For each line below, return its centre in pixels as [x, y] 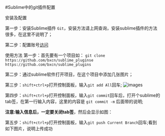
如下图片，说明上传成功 [29, 129]
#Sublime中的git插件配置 [30, 7]
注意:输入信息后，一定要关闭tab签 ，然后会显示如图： [59, 112]
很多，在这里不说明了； [29, 34]
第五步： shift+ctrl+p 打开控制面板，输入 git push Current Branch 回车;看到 [81, 122]
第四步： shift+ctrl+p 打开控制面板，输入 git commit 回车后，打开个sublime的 [82, 95]
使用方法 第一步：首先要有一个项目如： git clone [55, 55]
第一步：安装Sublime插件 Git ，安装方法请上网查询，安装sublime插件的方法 [81, 28]
